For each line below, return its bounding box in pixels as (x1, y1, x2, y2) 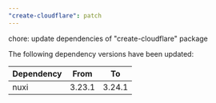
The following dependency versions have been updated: (8, 49, 194, 58)
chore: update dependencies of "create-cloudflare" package (8, 34, 208, 43)
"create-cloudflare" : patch (8, 11, 102, 20)
